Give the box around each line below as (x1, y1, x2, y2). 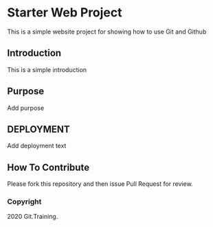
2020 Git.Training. (7, 213, 58, 221)
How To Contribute (7, 161, 90, 173)
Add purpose (7, 104, 45, 112)
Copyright (7, 197, 42, 206)
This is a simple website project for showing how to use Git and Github (7, 27, 207, 36)
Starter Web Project (7, 5, 122, 21)
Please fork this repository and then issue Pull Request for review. (7, 180, 194, 188)
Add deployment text (7, 142, 67, 150)
